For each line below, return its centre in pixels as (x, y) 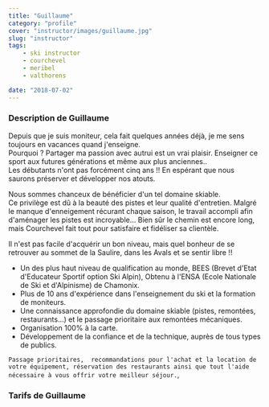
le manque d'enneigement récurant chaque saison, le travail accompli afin (130, 211)
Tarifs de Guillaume (47, 395)
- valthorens (45, 76)
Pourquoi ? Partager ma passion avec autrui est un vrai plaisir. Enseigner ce (133, 153)
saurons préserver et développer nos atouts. (82, 179)
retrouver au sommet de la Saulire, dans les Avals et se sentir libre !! (120, 252)
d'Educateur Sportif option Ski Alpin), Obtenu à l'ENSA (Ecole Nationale (138, 276)
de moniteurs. (43, 302)
